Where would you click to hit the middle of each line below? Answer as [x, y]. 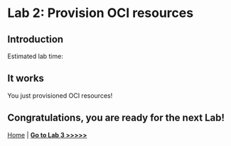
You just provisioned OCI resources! [60, 95]
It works [26, 78]
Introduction [36, 39]
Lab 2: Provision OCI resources [101, 13]
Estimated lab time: [36, 56]
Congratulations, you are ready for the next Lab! [116, 118]
